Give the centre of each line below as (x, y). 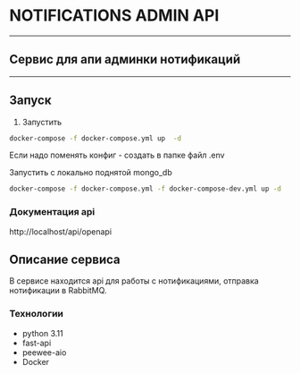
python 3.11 (43, 333)
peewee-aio (44, 352)
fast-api (37, 343)
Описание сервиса (65, 259)
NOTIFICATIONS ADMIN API (114, 16)
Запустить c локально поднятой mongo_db (91, 173)
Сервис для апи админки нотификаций (125, 59)
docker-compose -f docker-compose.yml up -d (95, 138)
